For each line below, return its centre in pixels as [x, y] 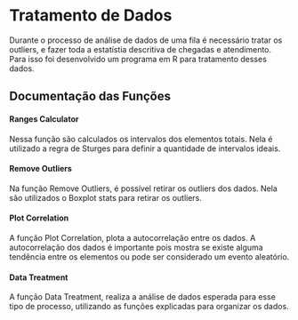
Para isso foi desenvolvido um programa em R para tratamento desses [138, 59]
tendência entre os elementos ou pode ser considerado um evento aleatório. [149, 256]
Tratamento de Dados [91, 16]
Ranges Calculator [44, 119]
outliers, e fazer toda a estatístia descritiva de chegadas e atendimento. [141, 49]
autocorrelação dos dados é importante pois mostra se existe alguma [137, 247]
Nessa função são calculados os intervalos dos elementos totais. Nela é [141, 139]
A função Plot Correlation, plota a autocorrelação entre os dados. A [133, 237]
